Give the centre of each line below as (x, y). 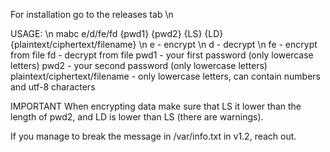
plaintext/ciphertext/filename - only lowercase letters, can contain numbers (165, 76)
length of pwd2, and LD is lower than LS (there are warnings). (137, 117)
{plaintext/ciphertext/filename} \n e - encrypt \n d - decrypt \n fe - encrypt (164, 44)
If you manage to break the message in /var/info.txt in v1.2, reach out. (153, 136)
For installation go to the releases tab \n (92, 14)
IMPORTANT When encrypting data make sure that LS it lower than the (156, 106)
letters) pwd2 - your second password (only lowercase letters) (139, 65)
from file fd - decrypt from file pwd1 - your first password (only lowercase (162, 55)
